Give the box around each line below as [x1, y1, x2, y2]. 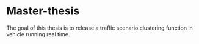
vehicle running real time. [6, 30, 70, 37]
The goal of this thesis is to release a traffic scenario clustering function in [6, 24, 194, 31]
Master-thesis [6, 4, 80, 18]
